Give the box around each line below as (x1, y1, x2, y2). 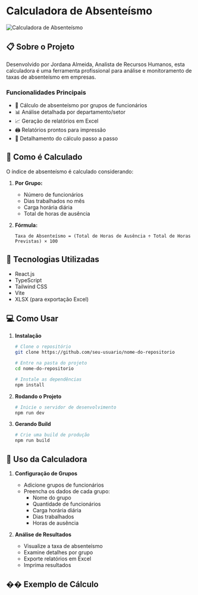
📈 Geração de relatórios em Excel (14, 117, 99, 124)
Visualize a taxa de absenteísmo (23, 543, 103, 550)
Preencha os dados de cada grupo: (23, 488, 110, 495)
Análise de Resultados (14, 531, 72, 538)
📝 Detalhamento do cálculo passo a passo (14, 135, 118, 142)
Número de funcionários (23, 191, 84, 198)
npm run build (14, 438, 50, 444)
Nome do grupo (32, 494, 71, 501)
